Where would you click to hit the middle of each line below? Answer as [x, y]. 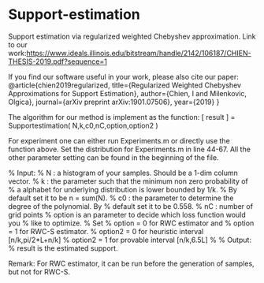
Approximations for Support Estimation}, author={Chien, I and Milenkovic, [127, 93]
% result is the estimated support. [63, 248]
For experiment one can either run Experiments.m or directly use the [119, 140]
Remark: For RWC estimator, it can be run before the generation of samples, [131, 263]
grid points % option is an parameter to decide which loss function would [127, 214]
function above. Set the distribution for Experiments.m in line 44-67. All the [129, 149]
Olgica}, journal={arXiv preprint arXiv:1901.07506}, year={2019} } [114, 102]
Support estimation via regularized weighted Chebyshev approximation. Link [132, 36]
